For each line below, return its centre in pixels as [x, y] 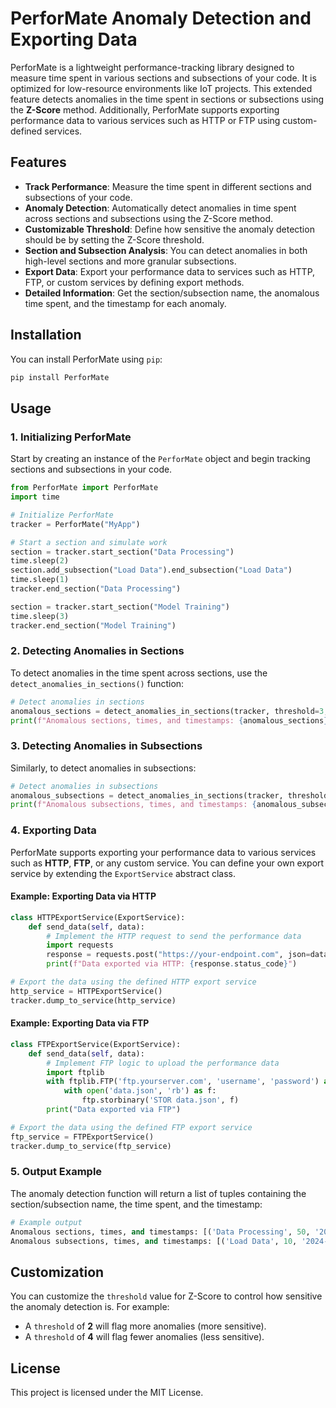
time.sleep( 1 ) [40, 580]
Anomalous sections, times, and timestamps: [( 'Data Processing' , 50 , [160, 1232]
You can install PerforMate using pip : [86, 359]
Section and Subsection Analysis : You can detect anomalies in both [166, 250]
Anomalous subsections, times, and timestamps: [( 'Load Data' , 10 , [154, 1241]
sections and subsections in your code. [91, 469]
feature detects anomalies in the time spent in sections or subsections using [167, 99]
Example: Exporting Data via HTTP [83, 896]
